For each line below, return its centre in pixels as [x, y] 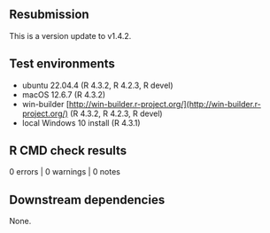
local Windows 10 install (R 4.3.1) [81, 122]
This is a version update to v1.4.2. [70, 35]
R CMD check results [68, 151]
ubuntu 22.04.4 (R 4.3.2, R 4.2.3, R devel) [98, 85]
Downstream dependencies [87, 200]
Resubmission [50, 15]
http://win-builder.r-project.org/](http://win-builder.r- [165, 104]
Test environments [62, 64]
